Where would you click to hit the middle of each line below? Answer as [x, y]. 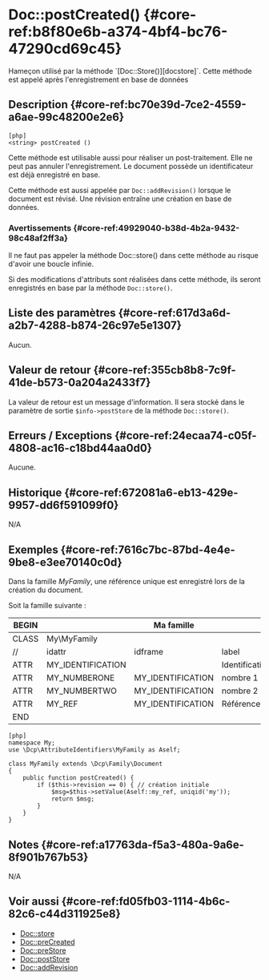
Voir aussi [34, 902]
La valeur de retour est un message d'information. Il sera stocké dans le [126, 401]
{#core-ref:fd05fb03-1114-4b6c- [146, 902]
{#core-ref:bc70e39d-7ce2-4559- [158, 105]
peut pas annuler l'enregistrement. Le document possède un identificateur [131, 166]
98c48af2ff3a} [38, 238]
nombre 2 [240, 691]
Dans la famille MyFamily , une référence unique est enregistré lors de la [127, 582]
